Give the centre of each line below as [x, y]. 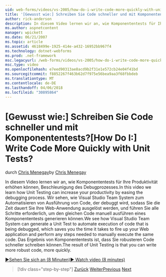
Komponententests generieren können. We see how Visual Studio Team [77, 219]
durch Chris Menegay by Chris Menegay [46, 172]
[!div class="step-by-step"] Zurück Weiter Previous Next [74, 269]
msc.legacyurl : [21, 60]
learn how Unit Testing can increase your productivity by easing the [74, 193]
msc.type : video [22, 65]
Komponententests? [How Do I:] [71, 138]
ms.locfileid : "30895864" [32, 92]
